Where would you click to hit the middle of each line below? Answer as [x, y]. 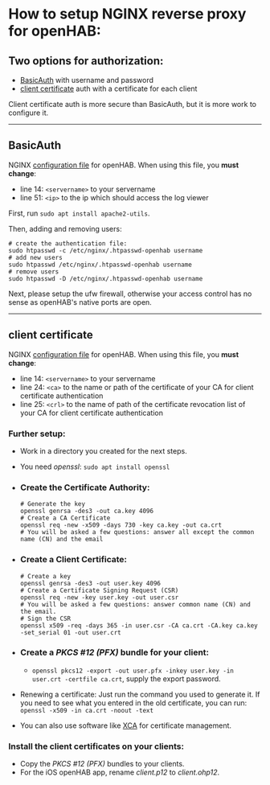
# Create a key [45, 576]
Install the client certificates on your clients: [96, 746]
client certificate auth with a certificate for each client [108, 88]
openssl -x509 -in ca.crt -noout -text [87, 710]
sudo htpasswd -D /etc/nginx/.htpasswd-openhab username [106, 278]
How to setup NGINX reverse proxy [127, 14]
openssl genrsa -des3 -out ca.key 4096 [87, 512]
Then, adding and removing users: [65, 228]
